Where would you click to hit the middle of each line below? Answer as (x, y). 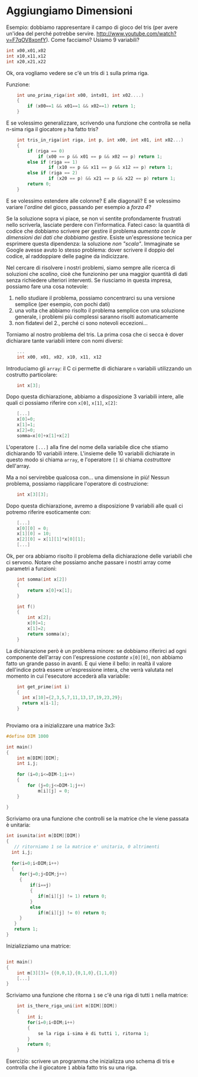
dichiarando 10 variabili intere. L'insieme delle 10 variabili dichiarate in (91, 453)
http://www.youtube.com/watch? (137, 33)
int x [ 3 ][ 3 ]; (33, 494)
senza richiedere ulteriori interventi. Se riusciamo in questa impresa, (89, 280)
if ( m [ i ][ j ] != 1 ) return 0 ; (72, 896)
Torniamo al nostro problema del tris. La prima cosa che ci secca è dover (95, 334)
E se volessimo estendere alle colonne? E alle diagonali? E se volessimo (93, 201)
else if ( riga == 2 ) (53, 173)
